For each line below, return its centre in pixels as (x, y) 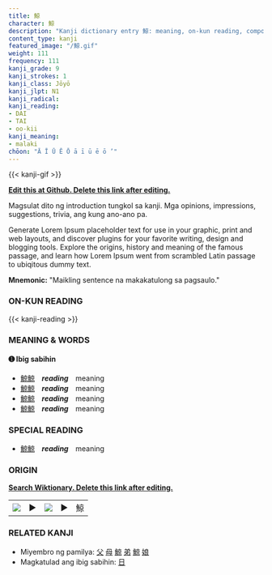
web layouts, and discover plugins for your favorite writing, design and (126, 239)
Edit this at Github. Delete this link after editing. (89, 190)
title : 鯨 (24, 16)
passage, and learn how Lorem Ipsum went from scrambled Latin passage (132, 256)
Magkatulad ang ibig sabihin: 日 (72, 562)
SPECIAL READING (46, 430)
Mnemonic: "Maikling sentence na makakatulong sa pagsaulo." (114, 280)
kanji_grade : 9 (34, 69)
